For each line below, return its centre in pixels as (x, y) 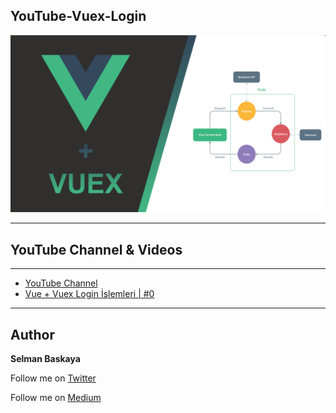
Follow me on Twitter (53, 378)
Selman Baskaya (45, 358)
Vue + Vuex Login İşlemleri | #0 (89, 294)
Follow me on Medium (56, 397)
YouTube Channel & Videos (96, 249)
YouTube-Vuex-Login (78, 16)
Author (32, 334)
